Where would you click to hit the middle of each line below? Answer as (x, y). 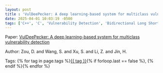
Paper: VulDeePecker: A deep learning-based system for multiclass (72, 37)
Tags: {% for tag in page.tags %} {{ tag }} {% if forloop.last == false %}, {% (79, 61)
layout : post (18, 9)
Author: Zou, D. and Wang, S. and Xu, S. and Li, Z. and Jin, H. (66, 52)
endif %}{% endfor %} (27, 66)
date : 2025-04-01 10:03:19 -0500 (39, 18)
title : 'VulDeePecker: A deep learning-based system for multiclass (77, 14)
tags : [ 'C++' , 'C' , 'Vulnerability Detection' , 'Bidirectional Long (76, 23)
